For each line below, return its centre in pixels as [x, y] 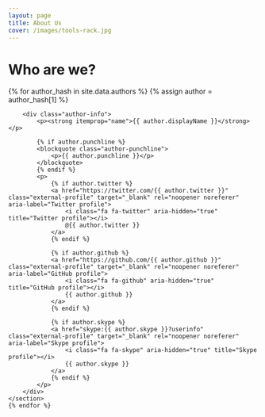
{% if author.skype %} [88, 323]
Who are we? [52, 69]
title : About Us [35, 23]
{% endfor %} [30, 406]
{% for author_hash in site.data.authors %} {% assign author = [110, 91]
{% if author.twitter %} [92, 184]
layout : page [30, 15]
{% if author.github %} [90, 253]
